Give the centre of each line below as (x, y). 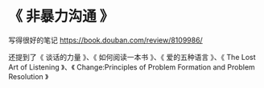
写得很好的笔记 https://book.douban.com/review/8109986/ (105, 40)
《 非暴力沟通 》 (61, 16)
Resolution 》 (29, 76)
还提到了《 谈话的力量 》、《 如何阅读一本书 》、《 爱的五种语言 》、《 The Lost (132, 57)
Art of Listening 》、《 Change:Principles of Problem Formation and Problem (132, 67)
